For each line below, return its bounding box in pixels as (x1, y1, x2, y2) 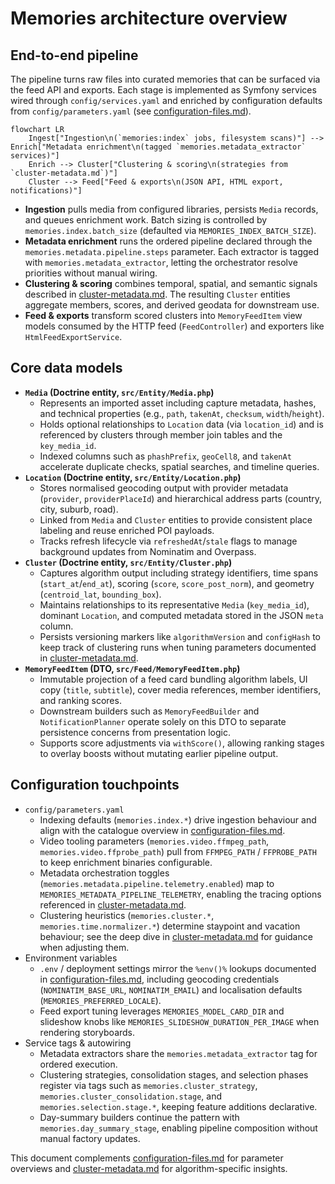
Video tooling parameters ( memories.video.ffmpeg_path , (39, 835, 270, 847)
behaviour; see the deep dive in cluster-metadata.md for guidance (39, 930, 313, 942)
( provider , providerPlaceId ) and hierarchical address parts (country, (39, 492, 323, 504)
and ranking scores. (39, 694, 122, 706)
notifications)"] (10, 186, 83, 196)
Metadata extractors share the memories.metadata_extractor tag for (39, 1047, 318, 1059)
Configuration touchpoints (10, 777, 180, 794)
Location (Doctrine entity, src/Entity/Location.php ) (24, 471, 242, 483)
